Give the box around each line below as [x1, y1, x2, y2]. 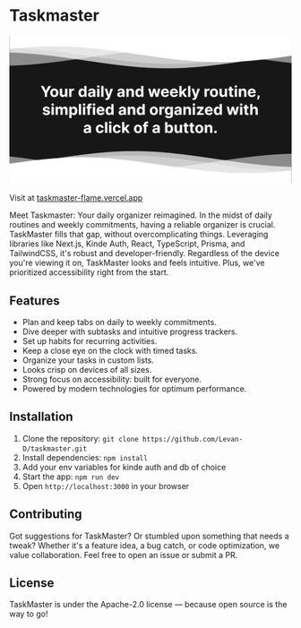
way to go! [9, 608, 48, 619]
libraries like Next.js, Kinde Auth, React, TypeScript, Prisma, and [9, 238, 245, 249]
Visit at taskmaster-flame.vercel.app [9, 193, 143, 203]
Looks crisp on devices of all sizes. [21, 365, 152, 375]
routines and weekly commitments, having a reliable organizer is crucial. [9, 219, 276, 230]
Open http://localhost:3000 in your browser [21, 480, 190, 491]
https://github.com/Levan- [142, 434, 244, 443]
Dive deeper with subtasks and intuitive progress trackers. [21, 326, 238, 337]
